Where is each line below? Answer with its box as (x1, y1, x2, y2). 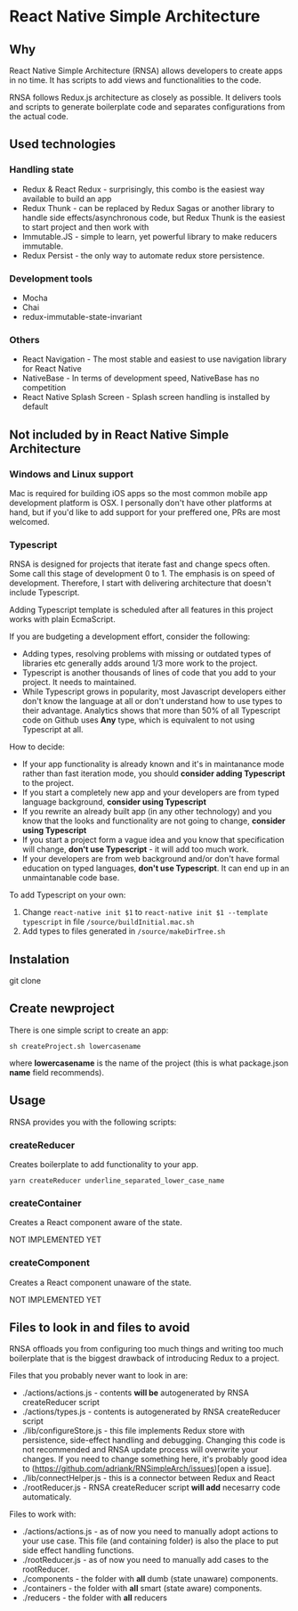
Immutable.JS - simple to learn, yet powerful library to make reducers (21, 231, 278, 241)
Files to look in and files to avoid (9, 1320, 190, 1335)
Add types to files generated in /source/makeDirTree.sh (21, 926, 226, 936)
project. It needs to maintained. (21, 677, 137, 688)
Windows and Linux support (9, 468, 133, 480)
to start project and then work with (21, 221, 149, 233)
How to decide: (9, 741, 65, 752)
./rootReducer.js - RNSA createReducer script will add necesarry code (21, 1482, 281, 1493)
